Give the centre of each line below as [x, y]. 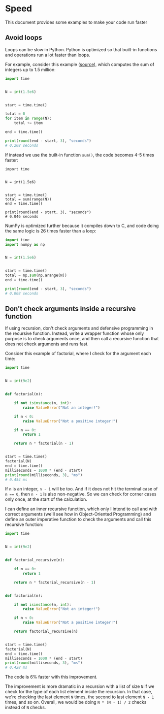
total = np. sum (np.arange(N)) [36, 276]
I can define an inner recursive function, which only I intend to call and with [81, 509]
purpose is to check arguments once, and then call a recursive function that [82, 339]
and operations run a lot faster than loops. [48, 55]
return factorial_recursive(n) [46, 632]
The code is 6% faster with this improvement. [51, 677]
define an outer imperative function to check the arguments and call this [78, 519]
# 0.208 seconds [22, 145]
